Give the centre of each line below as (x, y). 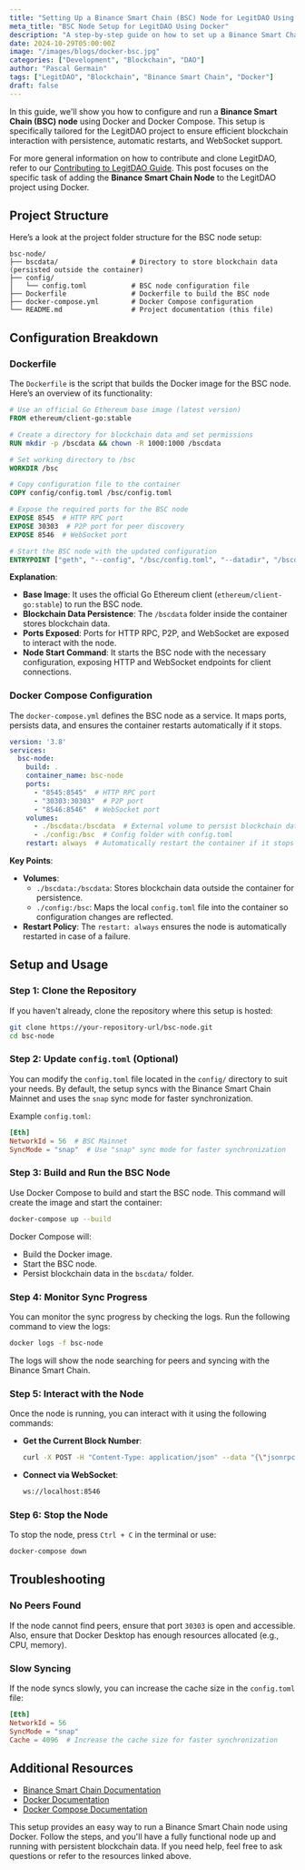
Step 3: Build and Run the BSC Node (90, 1173)
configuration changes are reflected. (105, 917)
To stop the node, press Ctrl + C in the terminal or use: (113, 1535)
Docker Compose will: (51, 1236)
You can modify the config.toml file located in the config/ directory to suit (148, 1078)
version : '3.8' (38, 742)
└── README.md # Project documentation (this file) (142, 310)
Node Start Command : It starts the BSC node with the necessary (144, 652)
